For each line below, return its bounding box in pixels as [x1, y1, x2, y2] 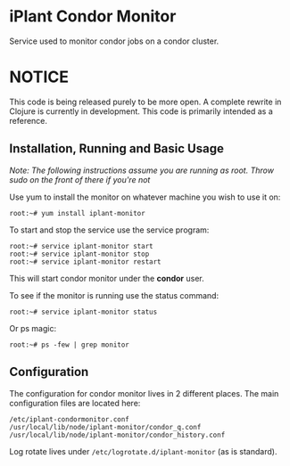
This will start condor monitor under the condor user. [9, 273, 205, 283]
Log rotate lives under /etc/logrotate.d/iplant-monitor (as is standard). [9, 446, 278, 456]
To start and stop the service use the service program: [9, 225, 210, 235]
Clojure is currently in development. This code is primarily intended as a [9, 105, 274, 117]
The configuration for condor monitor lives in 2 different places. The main [9, 388, 279, 398]
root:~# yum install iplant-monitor [9, 208, 145, 217]
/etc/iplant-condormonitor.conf [9, 414, 129, 424]
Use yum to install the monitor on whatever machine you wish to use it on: [9, 192, 281, 202]
